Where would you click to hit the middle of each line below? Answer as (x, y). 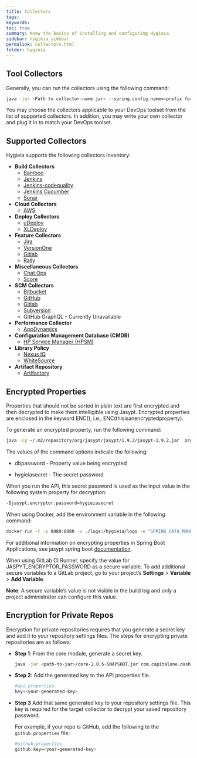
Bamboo (33, 173)
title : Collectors (28, 11)
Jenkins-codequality (48, 186)
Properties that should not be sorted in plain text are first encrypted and (93, 406)
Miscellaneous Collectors (46, 267)
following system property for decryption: (56, 492)
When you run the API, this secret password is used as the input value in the (98, 486)
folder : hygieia (26, 50)
